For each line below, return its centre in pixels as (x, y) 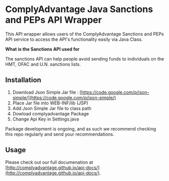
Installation (23, 80)
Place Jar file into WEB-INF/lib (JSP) (50, 103)
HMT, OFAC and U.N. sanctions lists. (43, 64)
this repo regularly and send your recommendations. (60, 134)
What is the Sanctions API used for (42, 49)
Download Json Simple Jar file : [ (47, 92)
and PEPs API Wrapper (53, 20)
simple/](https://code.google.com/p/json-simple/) (64, 97)
